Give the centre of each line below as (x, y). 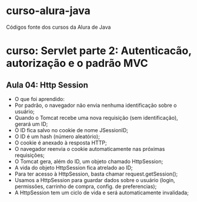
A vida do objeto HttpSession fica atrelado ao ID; (74, 167)
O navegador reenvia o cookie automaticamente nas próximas (90, 149)
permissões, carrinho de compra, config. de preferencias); (86, 186)
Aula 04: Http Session (47, 85)
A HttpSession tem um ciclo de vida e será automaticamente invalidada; (102, 193)
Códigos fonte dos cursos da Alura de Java (59, 27)
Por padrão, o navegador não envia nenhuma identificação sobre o (96, 105)
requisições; (30, 155)
